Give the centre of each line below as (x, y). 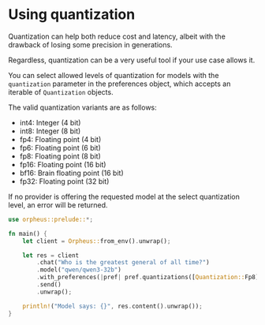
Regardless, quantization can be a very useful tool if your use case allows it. (132, 60)
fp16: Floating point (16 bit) (63, 164)
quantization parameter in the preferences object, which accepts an (119, 84)
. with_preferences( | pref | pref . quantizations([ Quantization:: (141, 278)
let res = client (51, 255)
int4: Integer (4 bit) (50, 122)
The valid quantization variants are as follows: (83, 107)
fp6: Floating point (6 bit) (60, 148)
